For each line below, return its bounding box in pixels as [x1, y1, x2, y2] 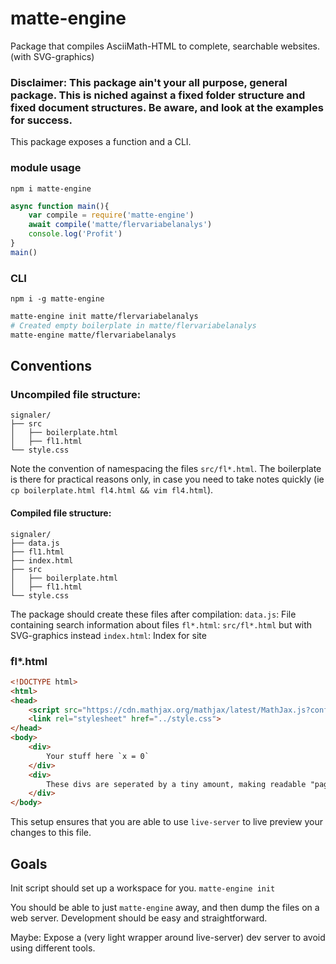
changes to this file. [10, 827, 92, 839]
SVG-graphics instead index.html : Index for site [10, 629, 207, 641]
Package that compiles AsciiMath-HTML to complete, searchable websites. [10, 40, 321, 52]
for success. [10, 113, 73, 127]
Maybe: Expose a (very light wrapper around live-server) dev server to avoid [10, 931, 326, 943]
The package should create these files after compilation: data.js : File [10, 608, 297, 620]
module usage [10, 161, 82, 175]
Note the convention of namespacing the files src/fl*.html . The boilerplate [10, 463, 322, 475]
